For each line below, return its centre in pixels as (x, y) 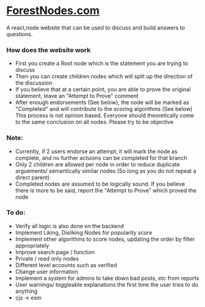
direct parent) (32, 177)
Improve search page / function (55, 252)
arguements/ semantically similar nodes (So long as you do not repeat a (106, 171)
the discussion (34, 83)
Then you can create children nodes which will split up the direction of (104, 77)
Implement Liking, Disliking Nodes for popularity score (84, 232)
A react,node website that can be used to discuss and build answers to (96, 28)
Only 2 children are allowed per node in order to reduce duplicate (98, 164)
